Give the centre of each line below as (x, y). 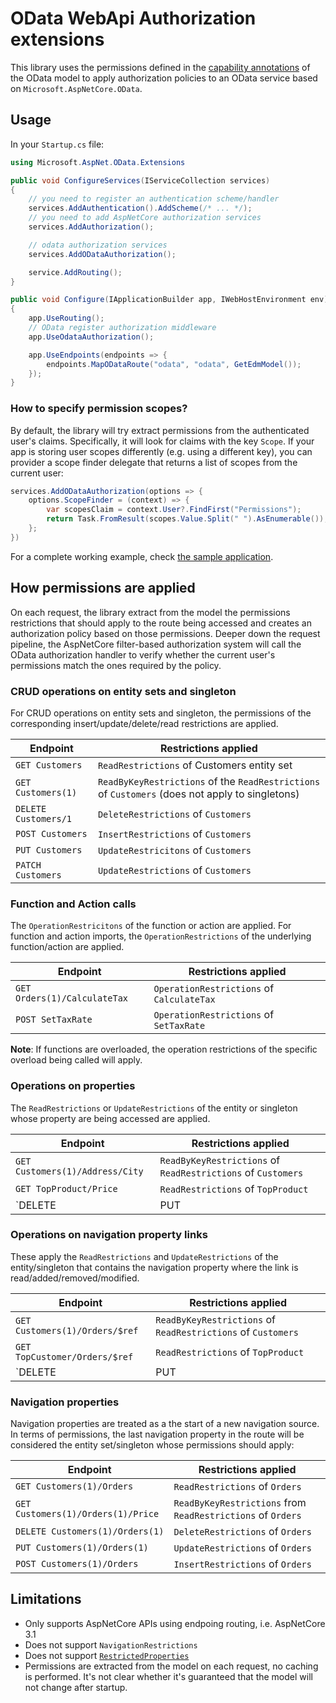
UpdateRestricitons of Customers (174, 850)
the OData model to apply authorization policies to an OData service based (164, 78)
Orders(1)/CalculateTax (72, 998)
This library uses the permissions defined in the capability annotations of (160, 67)
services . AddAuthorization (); (91, 227)
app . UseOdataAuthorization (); (91, 337)
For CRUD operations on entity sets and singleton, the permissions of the (161, 713)
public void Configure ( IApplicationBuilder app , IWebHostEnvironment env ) (169, 300)
